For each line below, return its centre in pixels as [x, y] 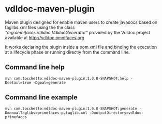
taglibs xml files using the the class [40, 27]
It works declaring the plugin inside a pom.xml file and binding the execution [81, 47]
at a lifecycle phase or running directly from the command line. [67, 52]
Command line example [41, 97]
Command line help [35, 67]
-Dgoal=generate [50, 83]
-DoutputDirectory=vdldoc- [117, 113]
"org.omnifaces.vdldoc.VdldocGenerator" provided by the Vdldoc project [78, 32]
